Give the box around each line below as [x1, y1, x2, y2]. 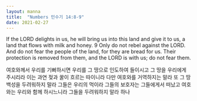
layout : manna [6, 8, 41, 15]
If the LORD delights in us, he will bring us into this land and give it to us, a [6, 36, 185, 43]
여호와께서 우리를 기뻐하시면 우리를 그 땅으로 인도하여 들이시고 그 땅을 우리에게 [6, 66, 187, 73]
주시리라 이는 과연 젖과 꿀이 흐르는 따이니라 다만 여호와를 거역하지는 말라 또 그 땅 [6, 74, 191, 81]
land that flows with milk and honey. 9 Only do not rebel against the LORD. [6, 42, 186, 49]
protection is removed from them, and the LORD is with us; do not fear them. [6, 54, 191, 62]
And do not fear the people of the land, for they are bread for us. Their [6, 48, 176, 55]
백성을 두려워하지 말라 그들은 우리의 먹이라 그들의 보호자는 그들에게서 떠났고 [6, 81, 181, 88]
